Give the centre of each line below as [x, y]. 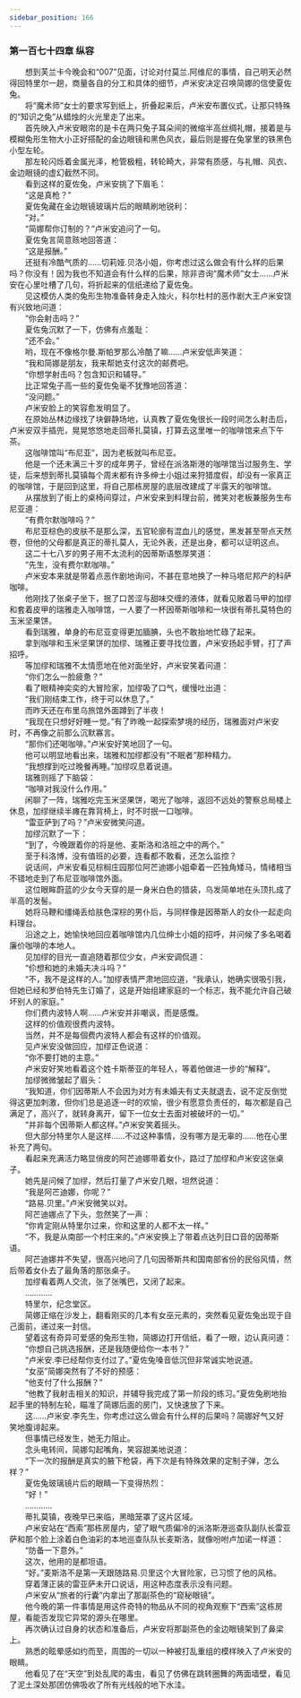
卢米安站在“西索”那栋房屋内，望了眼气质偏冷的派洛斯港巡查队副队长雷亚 [158, 1528]
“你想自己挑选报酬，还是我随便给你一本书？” [107, 1349]
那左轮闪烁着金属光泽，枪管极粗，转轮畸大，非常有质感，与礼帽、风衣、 [158, 161]
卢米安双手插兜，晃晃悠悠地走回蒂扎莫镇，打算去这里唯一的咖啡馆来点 [139, 430]
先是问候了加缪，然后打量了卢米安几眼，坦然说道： [127, 1180]
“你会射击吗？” [52, 318]
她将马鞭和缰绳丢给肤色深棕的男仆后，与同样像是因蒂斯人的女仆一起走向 [158, 911]
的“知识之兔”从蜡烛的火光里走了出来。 [80, 116]
